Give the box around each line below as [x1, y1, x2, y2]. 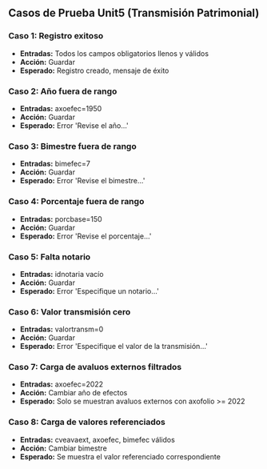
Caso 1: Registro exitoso [8, 30, 104, 42]
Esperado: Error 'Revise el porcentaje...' [19, 231, 152, 241]
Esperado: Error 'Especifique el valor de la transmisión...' [19, 342, 208, 351]
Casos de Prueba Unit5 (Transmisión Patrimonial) [8, 6, 260, 20]
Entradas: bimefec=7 [19, 159, 90, 169]
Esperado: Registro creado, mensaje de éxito [19, 66, 169, 75]
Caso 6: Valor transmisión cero [8, 306, 131, 317]
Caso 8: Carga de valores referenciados [8, 416, 165, 427]
